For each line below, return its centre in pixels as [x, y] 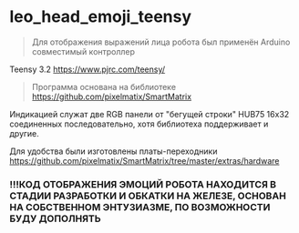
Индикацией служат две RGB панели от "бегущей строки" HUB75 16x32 [149, 114]
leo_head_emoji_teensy [101, 17]
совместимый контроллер [83, 51]
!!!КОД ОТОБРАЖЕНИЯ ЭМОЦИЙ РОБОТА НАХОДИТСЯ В [143, 184]
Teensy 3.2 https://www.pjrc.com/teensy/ [88, 69]
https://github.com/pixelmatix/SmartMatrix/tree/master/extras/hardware [144, 160]
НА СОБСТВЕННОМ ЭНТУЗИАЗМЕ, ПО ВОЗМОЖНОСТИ [140, 207]
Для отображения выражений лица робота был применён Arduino [161, 42]
